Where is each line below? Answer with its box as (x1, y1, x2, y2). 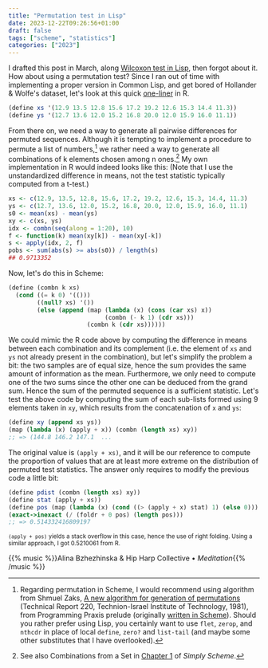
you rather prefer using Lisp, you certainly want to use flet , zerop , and (19, 619, 253, 628)
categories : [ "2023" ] (8, 41, 81, 49)
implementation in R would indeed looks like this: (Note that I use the (8, 163, 234, 172)
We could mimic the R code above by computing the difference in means (8, 336, 247, 345)
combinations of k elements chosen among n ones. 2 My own (8, 152, 208, 163)
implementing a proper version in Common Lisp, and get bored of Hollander (8, 81, 257, 90)
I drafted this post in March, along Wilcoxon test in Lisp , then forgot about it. (8, 63, 258, 73)
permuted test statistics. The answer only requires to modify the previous (8, 464, 250, 474)
